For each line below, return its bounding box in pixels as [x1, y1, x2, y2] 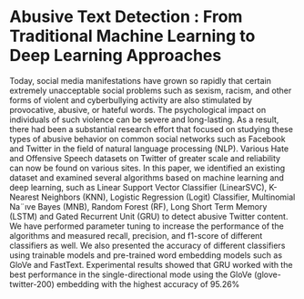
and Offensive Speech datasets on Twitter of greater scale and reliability [9, 152, 280, 163]
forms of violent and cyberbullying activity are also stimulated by [9, 94, 253, 106]
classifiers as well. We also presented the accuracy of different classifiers [9, 240, 286, 251]
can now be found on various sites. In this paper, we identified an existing [9, 162, 286, 173]
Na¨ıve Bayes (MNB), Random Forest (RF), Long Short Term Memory [9, 201, 268, 211]
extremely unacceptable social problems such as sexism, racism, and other [9, 85, 292, 96]
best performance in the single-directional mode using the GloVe [9, 269, 252, 280]
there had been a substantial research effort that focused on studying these [9, 123, 294, 134]
